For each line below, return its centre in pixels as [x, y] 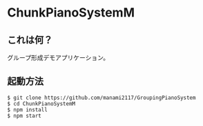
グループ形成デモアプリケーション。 [58, 57]
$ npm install [28, 109]
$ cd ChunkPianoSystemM [41, 104]
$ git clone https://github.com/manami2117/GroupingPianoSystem [101, 98]
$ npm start [24, 116]
